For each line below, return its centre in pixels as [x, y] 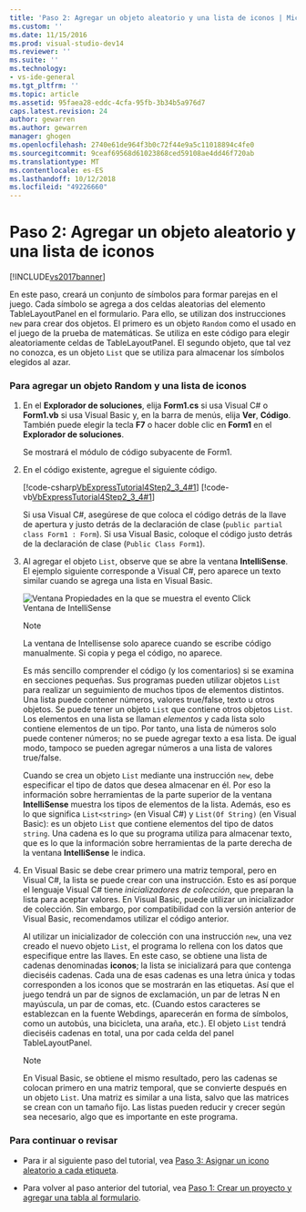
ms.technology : [38, 69]
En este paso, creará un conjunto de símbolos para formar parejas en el [143, 295]
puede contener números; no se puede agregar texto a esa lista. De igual [159, 738]
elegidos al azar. [40, 362]
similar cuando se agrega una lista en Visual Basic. [117, 581]
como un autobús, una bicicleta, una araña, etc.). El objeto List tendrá [154, 1024]
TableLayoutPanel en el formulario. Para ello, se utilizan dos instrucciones [148, 314]
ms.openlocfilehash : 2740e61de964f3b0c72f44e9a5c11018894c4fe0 [132, 145]
